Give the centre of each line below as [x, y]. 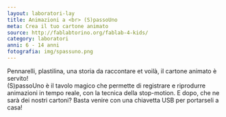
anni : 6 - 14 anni [33, 45]
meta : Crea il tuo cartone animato [58, 26]
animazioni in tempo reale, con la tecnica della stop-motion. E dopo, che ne [113, 92]
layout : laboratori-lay [41, 13]
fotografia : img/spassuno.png [50, 52]
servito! [18, 78]
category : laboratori [38, 39]
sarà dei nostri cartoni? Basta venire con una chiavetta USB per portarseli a [113, 100]
